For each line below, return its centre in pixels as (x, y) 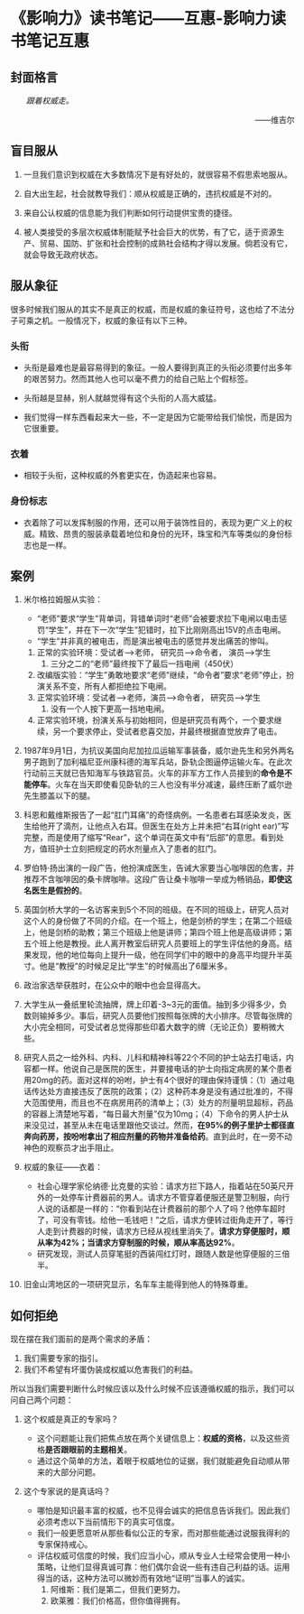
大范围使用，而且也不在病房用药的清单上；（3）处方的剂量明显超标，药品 (158, 1103)
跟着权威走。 (50, 101)
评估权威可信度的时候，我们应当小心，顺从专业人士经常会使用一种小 (163, 1556)
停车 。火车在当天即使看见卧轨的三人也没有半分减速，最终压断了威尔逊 (161, 784)
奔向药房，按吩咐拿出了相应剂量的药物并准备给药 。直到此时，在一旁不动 (157, 1136)
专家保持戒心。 (64, 1544)
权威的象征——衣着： (63, 1167)
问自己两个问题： (42, 1400)
